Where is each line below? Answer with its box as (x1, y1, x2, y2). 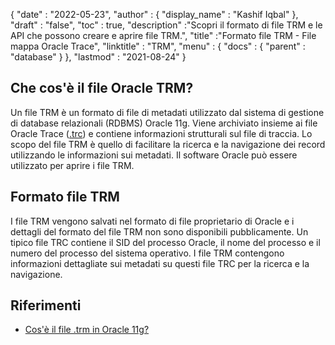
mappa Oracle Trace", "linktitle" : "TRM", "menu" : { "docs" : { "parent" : (10, 40, 306, 52)
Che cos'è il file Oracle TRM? (10, 80, 194, 97)
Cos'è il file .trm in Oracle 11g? (24, 324, 150, 336)
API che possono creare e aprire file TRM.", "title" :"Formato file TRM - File (10, 30, 317, 41)
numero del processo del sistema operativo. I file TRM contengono (10, 247, 285, 259)
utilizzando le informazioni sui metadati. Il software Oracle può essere (10, 149, 298, 161)
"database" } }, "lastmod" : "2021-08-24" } (10, 51, 187, 63)
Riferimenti (10, 297, 82, 314)
